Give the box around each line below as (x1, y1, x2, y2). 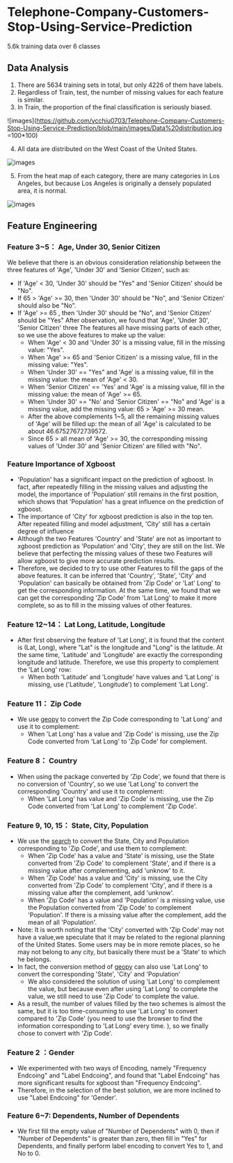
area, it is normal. (17, 186, 67, 195)
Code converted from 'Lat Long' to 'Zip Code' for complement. (27, 737, 207, 745)
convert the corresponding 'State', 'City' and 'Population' (17, 970, 181, 978)
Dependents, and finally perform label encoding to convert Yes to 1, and (17, 1141, 223, 1150)
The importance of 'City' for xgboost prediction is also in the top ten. (17, 512, 214, 521)
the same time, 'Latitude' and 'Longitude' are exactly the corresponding (17, 651, 223, 659)
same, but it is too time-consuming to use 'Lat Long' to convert (17, 1006, 198, 1015)
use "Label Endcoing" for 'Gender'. (17, 1093, 118, 1102)
